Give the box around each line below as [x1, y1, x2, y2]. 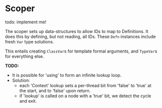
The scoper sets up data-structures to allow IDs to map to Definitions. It [5, 28, 148, 34]
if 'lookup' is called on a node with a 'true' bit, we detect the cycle [19, 93, 152, 99]
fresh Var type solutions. [5, 38, 54, 44]
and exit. [19, 98, 37, 104]
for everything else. [5, 53, 44, 59]
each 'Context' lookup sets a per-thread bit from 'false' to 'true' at [19, 82, 152, 88]
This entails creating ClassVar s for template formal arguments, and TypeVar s [5, 48, 157, 54]
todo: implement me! [5, 19, 47, 25]
